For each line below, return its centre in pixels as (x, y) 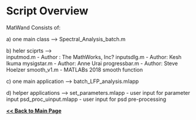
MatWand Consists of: (33, 27)
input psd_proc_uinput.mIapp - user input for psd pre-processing (86, 99)
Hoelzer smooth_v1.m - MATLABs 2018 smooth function (75, 69)
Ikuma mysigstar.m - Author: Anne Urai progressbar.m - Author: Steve (92, 63)
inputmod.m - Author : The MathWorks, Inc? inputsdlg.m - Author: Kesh (94, 57)
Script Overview (47, 11)
